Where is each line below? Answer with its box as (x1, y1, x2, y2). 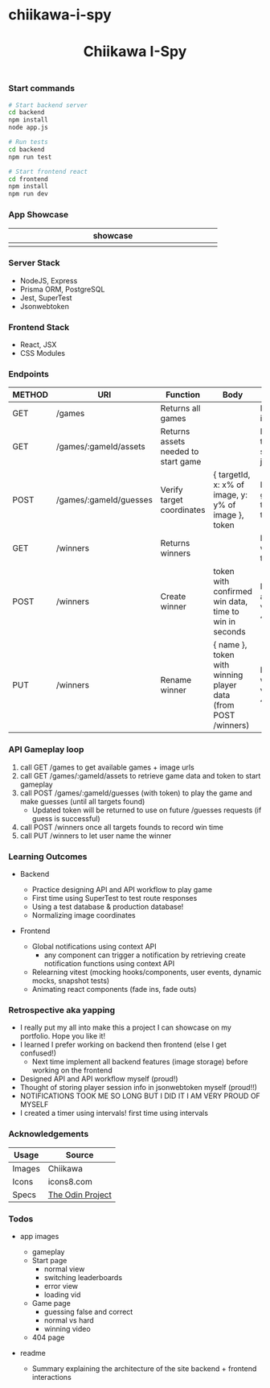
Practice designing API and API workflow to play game (31, 885, 213, 894)
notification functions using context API (43, 959, 175, 968)
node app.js (8, 123, 48, 132)
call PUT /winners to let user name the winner (19, 831, 172, 841)
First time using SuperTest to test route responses (31, 894, 198, 903)
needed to (160, 446, 199, 457)
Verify (160, 485, 183, 496)
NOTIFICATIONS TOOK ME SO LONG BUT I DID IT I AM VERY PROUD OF (19, 1091, 261, 1101)
